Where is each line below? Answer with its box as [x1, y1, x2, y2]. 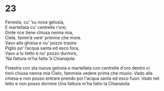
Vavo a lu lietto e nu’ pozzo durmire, [5, 50, 78, 56]
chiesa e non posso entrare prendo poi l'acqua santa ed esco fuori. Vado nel [5, 75, 160, 81]
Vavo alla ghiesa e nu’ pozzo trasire [5, 40, 77, 45]
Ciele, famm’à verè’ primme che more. [5, 35, 82, 41]
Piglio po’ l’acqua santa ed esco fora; [5, 45, 80, 51]
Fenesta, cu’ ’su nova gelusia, [5, 19, 65, 25]
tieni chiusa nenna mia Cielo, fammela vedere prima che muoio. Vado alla [5, 70, 153, 76]
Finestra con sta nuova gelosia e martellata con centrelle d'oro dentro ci [5, 65, 150, 71]
